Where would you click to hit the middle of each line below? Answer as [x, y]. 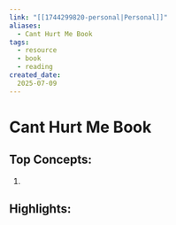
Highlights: [40, 209]
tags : [19, 42]
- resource [37, 50]
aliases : [25, 26]
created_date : [35, 75]
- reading [35, 67]
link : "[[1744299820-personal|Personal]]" [88, 17]
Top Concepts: [51, 160]
